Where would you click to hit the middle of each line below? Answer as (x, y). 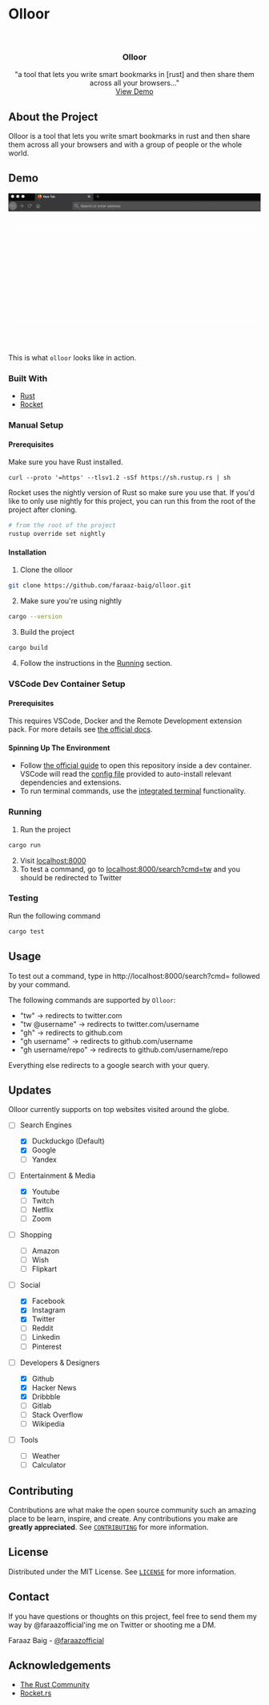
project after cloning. (43, 509)
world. (19, 153)
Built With (28, 378)
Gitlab (42, 1406)
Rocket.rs (36, 1693)
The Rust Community (55, 1685)
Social (30, 1285)
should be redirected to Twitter (71, 877)
